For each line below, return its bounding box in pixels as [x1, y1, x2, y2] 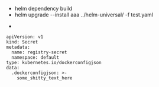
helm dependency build [14, 5, 73, 12]
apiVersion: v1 [6, 34, 44, 40]
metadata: [6, 44, 31, 50]
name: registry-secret [11, 49, 67, 55]
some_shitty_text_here [17, 75, 73, 81]
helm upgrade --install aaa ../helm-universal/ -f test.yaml [14, 11, 154, 18]
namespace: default [11, 55, 60, 61]
